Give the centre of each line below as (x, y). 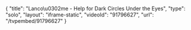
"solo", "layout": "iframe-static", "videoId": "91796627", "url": (80, 15)
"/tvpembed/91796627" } (36, 21)
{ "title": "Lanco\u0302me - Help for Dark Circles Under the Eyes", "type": (96, 9)
